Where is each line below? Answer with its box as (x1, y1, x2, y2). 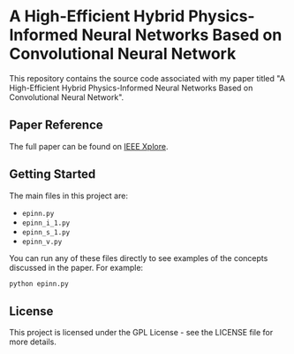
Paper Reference (9, 118, 103, 133)
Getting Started (9, 166, 96, 182)
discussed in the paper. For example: (9, 262, 144, 273)
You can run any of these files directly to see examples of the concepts (9, 252, 268, 263)
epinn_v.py (21, 237, 63, 246)
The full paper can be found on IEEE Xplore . (9, 141, 169, 151)
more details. (9, 336, 57, 347)
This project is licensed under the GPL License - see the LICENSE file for (9, 327, 274, 338)
